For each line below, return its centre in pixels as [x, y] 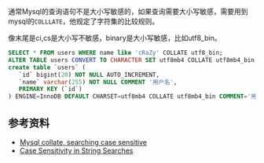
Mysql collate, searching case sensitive [83, 142]
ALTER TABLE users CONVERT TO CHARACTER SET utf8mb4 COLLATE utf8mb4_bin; [133, 60]
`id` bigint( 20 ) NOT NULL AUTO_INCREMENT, [89, 74]
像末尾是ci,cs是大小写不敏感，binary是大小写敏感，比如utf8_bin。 [115, 38]
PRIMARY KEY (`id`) [50, 89]
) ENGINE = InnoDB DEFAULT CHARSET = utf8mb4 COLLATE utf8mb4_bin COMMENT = [128, 96]
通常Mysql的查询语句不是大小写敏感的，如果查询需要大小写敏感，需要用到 [128, 11]
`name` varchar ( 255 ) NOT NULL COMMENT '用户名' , [98, 82]
